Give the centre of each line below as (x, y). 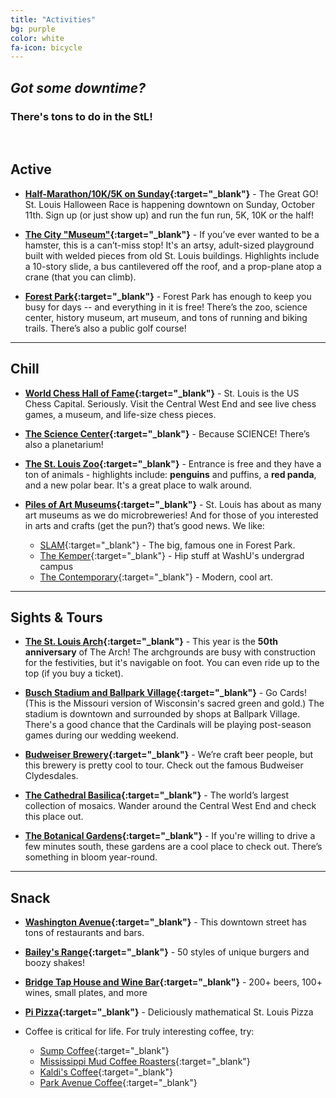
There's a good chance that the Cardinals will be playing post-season (168, 725)
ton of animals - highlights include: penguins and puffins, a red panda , (170, 474)
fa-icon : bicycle (46, 47)
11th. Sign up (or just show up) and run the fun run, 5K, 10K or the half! (169, 215)
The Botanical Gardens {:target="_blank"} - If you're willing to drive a (170, 836)
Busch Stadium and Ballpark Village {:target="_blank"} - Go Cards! (166, 693)
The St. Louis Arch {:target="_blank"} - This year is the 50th (151, 642)
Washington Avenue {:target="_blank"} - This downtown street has (165, 922)
